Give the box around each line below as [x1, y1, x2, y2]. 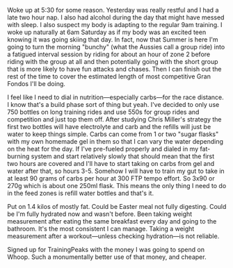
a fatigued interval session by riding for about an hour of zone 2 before [7, 50, 211, 58]
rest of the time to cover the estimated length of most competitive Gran [7, 72, 211, 81]
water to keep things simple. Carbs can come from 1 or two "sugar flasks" [7, 130, 219, 138]
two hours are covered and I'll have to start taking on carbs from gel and [7, 160, 215, 167]
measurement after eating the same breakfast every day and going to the [7, 217, 217, 225]
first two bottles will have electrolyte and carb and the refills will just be [7, 123, 211, 131]
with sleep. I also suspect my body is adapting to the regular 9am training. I [7, 21, 223, 28]
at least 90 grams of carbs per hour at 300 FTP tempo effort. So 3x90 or [7, 174, 215, 183]
